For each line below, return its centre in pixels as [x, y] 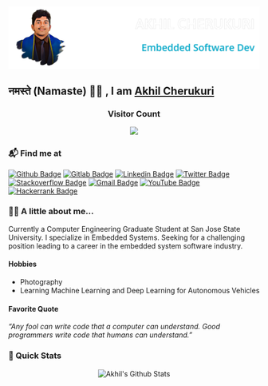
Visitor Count [134, 113]
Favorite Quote [33, 308]
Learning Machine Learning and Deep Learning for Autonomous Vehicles [140, 290]
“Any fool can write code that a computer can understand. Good [114, 327]
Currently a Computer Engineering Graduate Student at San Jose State [124, 229]
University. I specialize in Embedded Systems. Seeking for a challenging [127, 237]
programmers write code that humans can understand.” [100, 335]
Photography [41, 282]
